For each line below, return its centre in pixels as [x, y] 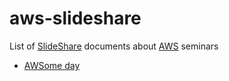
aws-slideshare [75, 18]
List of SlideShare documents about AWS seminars [114, 46]
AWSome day [52, 65]
